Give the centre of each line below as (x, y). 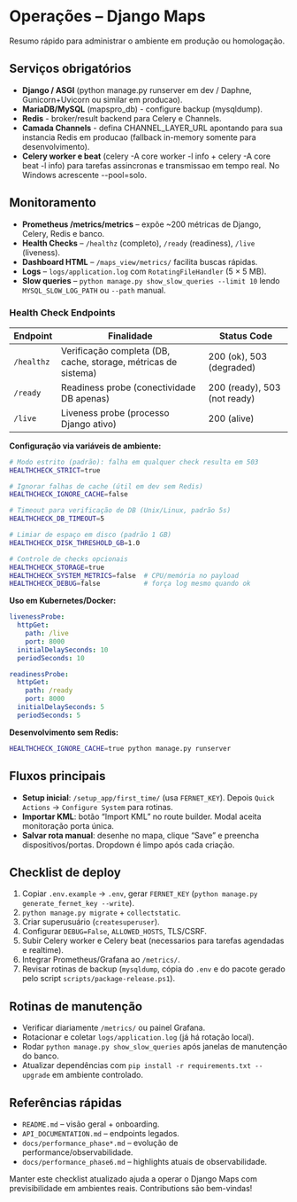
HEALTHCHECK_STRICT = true (55, 470)
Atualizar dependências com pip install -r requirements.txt (137, 1065)
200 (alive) (231, 418)
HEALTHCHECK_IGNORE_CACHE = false (69, 495)
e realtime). (43, 950)
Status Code (246, 336)
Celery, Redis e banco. (63, 233)
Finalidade (130, 336)
